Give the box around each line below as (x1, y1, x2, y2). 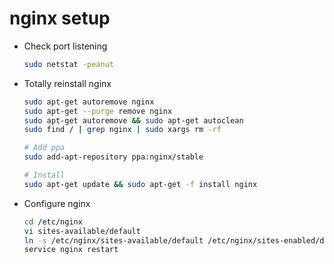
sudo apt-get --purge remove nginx (23, 106, 173, 116)
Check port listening (23, 40, 108, 52)
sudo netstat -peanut (23, 59, 114, 69)
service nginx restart (23, 245, 119, 255)
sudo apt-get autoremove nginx (23, 97, 155, 107)
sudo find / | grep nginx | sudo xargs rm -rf (23, 125, 222, 135)
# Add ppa (23, 143, 66, 153)
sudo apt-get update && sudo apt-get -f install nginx (23, 179, 258, 189)
